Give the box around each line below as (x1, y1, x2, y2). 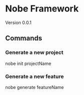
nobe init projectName (5, 60, 51, 66)
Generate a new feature (5, 73, 64, 80)
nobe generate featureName (5, 84, 64, 90)
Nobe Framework (5, 3, 79, 14)
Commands (5, 34, 43, 42)
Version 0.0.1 (5, 19, 32, 25)
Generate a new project (5, 49, 64, 56)
